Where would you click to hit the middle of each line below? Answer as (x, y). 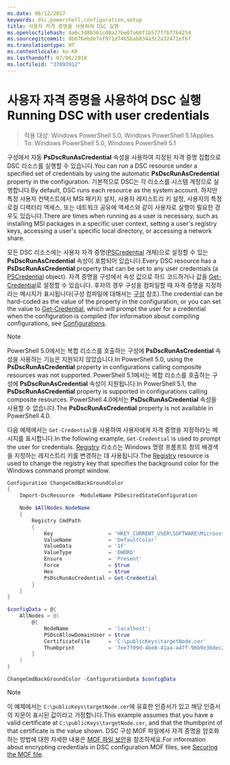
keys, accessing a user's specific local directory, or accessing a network (110, 231)
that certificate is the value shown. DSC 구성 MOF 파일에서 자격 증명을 (104, 731)
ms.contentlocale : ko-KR (42, 52)
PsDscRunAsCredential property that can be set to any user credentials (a (113, 268)
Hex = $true (87, 572)
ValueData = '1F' (85, 546)
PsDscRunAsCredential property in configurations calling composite (104, 366)
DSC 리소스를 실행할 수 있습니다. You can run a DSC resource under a (102, 166)
